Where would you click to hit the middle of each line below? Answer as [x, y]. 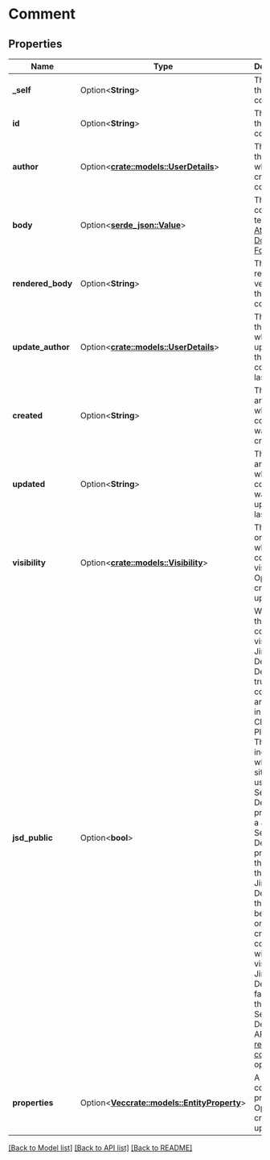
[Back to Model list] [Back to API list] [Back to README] [100, 1148]
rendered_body [43, 283]
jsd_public [33, 838]
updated [29, 484]
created [27, 416]
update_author [41, 347]
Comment [42, 14]
